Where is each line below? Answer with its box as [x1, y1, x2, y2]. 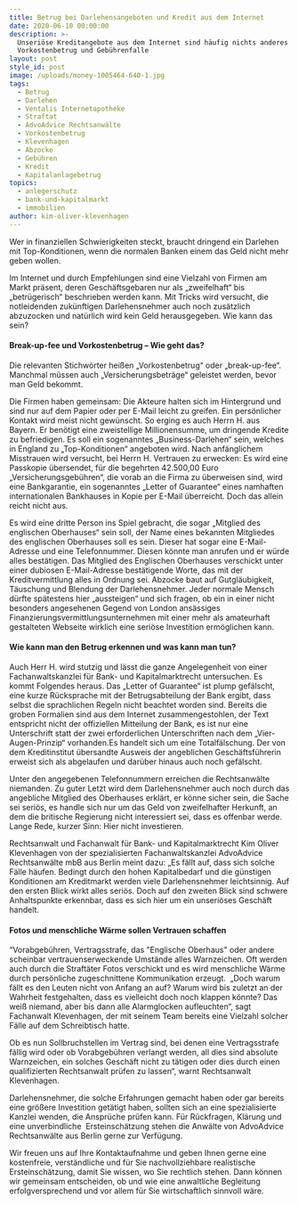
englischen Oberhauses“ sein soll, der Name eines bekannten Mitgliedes [9, 526, 276, 537]
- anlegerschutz [17, 187, 77, 196]
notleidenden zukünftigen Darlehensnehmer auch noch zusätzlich [9, 300, 251, 312]
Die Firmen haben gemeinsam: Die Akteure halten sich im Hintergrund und [9, 395, 282, 406]
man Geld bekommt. [9, 379, 84, 389]
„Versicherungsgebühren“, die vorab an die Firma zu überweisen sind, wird [9, 471, 283, 482]
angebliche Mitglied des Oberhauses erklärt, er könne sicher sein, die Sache [9, 793, 289, 803]
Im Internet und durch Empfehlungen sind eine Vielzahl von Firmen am [9, 273, 267, 283]
